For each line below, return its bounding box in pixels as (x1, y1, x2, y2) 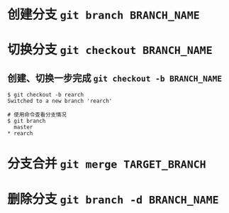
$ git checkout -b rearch (7, 92, 84, 99)
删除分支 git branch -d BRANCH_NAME (7, 191, 219, 207)
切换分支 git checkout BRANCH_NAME (7, 42, 213, 58)
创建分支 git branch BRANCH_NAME (7, 6, 200, 23)
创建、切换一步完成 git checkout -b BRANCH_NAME (7, 72, 223, 84)
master (13, 124, 33, 131)
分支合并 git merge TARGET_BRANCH (7, 155, 207, 172)
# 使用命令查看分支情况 (7, 111, 67, 119)
